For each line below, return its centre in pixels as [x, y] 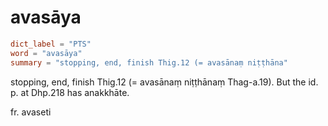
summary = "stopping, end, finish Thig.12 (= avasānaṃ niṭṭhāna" [149, 62]
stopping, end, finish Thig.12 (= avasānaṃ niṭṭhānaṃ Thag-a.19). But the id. [164, 82]
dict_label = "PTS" [51, 44]
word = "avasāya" [46, 53]
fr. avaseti [31, 112]
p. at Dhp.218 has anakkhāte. [70, 92]
